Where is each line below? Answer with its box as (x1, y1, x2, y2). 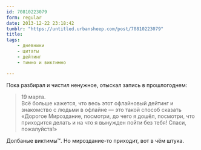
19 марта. (21, 93, 46, 100)
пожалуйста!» (21, 125, 58, 132)
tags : (6, 37, 20, 43)
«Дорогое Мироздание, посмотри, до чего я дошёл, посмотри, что (21, 112, 195, 120)
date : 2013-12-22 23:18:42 (6, 20, 74, 26)
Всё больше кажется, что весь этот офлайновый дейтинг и (21, 99, 174, 106)
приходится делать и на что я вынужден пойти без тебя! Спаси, (21, 119, 186, 126)
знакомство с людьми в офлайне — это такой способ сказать (21, 106, 182, 113)
